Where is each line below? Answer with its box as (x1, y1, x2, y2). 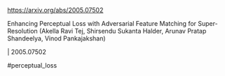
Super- (198, 20, 219, 27)
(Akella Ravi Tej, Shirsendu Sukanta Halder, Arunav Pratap (39, 27, 207, 35)
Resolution (7, 27, 39, 35)
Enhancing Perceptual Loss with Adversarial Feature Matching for (7, 20, 197, 27)
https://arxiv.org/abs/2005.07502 (7, 6, 104, 14)
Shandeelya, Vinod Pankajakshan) (7, 34, 107, 43)
